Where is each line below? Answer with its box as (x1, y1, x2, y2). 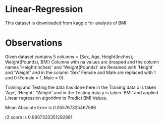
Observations (5, 37, 63, 49)
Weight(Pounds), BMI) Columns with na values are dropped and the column (5, 59, 160, 65)
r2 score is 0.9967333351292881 (5, 114, 73, 120)
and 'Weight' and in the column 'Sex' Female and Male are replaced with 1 (5, 69, 156, 75)
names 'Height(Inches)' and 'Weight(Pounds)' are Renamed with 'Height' (5, 64, 154, 70)
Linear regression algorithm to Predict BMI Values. (5, 95, 108, 101)
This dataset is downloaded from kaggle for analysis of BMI (5, 20, 127, 26)
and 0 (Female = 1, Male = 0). (5, 74, 65, 80)
